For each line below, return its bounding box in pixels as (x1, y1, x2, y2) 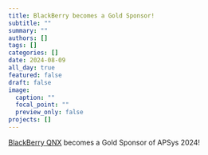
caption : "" (15, 93, 56, 101)
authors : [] (8, 34, 48, 42)
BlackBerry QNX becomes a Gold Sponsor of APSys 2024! (8, 137, 201, 147)
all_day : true (8, 64, 56, 72)
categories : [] (8, 49, 59, 57)
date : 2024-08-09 (8, 57, 66, 65)
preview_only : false (15, 109, 84, 117)
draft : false (8, 78, 52, 86)
